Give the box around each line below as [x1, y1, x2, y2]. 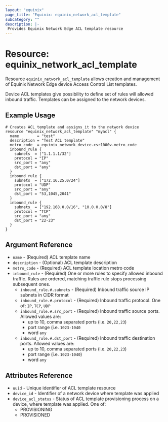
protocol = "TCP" [14, 209, 51, 214]
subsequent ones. [12, 281, 51, 287]
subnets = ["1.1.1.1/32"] [14, 151, 71, 156]
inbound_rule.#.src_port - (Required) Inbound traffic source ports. [20, 308, 160, 314]
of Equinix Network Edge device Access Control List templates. [5, 81, 137, 87]
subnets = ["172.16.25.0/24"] [14, 178, 80, 183]
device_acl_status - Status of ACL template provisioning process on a [12, 396, 159, 402]
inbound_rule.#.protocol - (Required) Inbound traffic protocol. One [20, 297, 161, 303]
